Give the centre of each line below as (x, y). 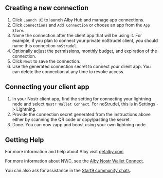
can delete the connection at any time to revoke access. (68, 71)
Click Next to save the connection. (46, 61)
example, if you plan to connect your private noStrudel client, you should (85, 40)
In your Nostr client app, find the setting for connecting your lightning (81, 99)
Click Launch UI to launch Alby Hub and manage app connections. (78, 20)
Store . (18, 30)
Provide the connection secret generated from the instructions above (81, 114)
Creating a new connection (47, 8)
